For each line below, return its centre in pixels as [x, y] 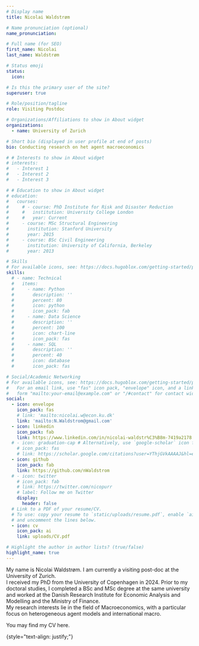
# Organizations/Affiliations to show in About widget [75, 120]
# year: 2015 [30, 234]
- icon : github [30, 459]
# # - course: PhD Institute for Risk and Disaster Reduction [90, 207]
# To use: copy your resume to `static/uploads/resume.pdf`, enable [98, 515]
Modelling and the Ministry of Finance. [53, 601]
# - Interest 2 [28, 174]
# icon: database [41, 361]
